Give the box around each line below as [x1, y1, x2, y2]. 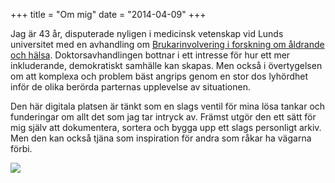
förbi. [10, 143, 33, 154]
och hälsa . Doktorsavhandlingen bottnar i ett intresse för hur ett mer [10, 49, 291, 61]
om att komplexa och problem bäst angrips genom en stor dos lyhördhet [10, 70, 309, 82]
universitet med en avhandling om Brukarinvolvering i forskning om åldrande [10, 39, 325, 50]
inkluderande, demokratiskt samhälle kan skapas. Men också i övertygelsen [10, 60, 323, 71]
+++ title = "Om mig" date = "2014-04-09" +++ [10, 9, 207, 20]
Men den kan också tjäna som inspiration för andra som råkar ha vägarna [10, 132, 312, 144]
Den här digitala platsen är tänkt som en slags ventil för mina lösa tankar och [10, 100, 326, 112]
